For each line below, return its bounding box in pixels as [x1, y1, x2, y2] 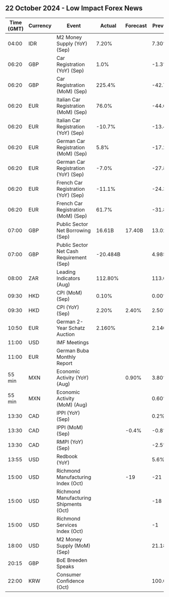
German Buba [56, 347, 90, 354]
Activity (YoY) [56, 374, 89, 381]
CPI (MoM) [56, 289, 82, 296]
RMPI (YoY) [56, 438, 83, 445]
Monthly [56, 353, 76, 360]
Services [56, 521, 77, 528]
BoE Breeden [56, 556, 88, 563]
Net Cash [56, 248, 79, 255]
